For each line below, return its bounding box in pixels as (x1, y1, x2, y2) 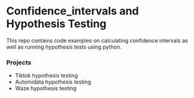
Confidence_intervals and (6, 4, 139, 18)
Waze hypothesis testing (15, 85, 77, 92)
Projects (6, 58, 31, 67)
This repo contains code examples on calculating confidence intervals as (6, 37, 189, 44)
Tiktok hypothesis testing (15, 72, 79, 79)
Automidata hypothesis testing (15, 78, 91, 85)
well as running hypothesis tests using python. (6, 43, 122, 51)
